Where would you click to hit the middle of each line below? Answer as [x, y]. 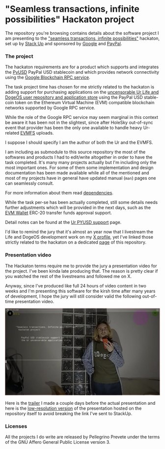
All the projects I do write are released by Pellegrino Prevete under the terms [82, 437]
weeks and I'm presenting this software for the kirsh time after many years [80, 291]
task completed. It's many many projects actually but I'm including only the [81, 163]
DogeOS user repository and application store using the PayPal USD [74, 97]
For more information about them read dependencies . [59, 193]
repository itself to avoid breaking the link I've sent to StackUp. [69, 414]
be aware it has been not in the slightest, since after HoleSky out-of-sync [79, 123]
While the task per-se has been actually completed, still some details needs [82, 202]
